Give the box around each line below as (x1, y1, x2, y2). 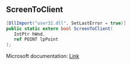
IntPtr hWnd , (13, 31, 45, 37)
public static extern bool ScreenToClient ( (6, 26, 114, 32)
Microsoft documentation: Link (6, 53, 80, 60)
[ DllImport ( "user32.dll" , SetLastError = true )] (6, 20, 126, 26)
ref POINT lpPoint (13, 36, 59, 43)
